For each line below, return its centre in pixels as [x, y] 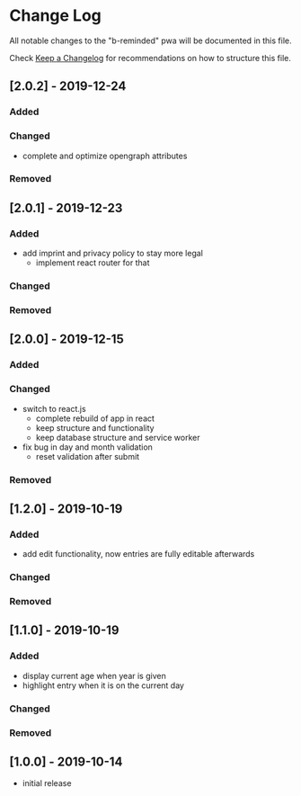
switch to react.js [54, 408]
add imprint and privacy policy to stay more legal [113, 254]
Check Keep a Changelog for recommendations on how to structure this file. [150, 58]
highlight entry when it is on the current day [103, 685]
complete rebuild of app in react [95, 418]
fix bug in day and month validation [87, 447]
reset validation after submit [88, 456]
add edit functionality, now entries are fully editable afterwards [138, 554]
